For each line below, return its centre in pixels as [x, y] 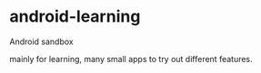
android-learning [75, 17]
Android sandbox [42, 41]
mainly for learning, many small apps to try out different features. [131, 59]
